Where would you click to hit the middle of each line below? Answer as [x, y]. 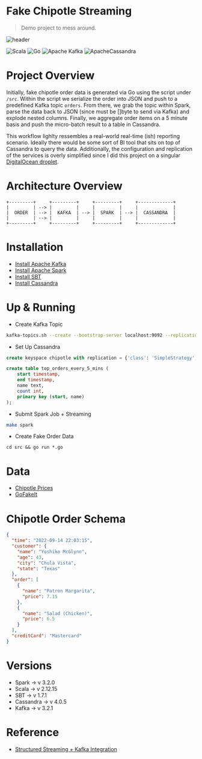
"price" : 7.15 [40, 596]
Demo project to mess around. [59, 28]
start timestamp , [39, 374]
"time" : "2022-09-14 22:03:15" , [52, 541]
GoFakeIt [26, 494]
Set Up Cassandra [38, 347]
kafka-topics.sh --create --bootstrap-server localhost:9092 [84, 335]
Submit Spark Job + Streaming [53, 414]
